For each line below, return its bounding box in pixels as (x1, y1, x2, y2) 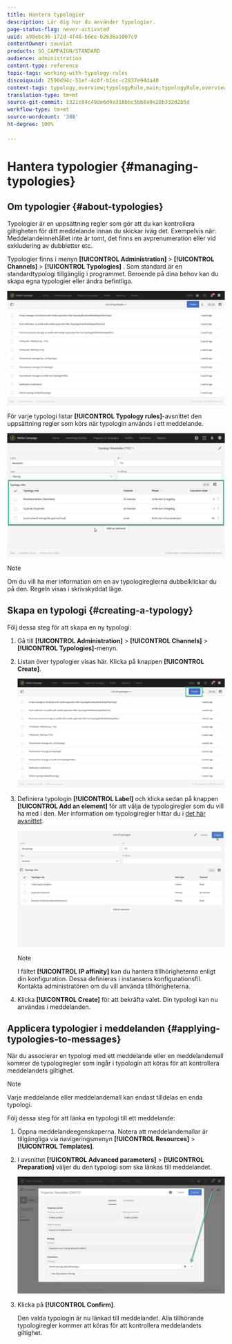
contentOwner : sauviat (7, 40, 72, 48)
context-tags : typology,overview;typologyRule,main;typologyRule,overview (7, 84, 227, 91)
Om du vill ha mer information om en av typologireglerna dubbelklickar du (7, 577, 217, 585)
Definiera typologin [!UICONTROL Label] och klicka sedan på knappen (17, 794, 219, 803)
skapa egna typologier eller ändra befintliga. (7, 277, 133, 285)
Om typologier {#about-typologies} (7, 201, 164, 213)
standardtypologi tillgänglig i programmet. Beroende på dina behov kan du (7, 269, 219, 278)
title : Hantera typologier (7, 11, 85, 18)
